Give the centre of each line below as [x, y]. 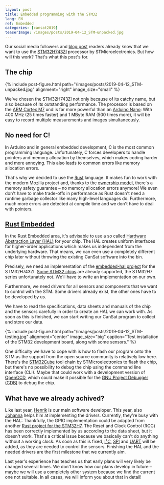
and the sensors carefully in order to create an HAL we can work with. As [79, 312]
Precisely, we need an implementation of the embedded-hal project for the [80, 266]
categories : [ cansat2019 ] [31, 28]
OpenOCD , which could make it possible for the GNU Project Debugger [77, 378]
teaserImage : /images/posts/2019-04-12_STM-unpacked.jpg [64, 32]
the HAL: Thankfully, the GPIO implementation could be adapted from [75, 421]
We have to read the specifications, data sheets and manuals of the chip [78, 306]
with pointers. [19, 209]
